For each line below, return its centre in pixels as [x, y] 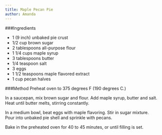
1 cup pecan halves [31, 79]
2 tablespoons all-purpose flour [44, 48]
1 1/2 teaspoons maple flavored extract [51, 74]
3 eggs [19, 68]
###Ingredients [20, 28]
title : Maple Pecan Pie [29, 10]
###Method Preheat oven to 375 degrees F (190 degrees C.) [66, 88]
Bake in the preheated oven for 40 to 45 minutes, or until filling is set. [74, 127]
